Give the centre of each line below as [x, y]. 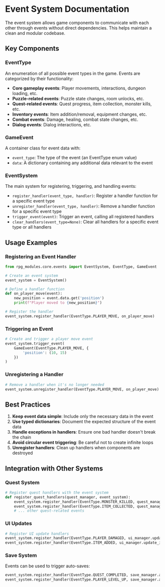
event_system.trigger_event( [35, 343]
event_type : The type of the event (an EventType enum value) [74, 157]
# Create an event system [31, 276]
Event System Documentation [67, 9]
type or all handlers [32, 227]
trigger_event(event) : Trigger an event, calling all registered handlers [83, 217]
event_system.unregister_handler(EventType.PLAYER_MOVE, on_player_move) [82, 389]
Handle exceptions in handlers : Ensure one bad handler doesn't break [84, 432]
